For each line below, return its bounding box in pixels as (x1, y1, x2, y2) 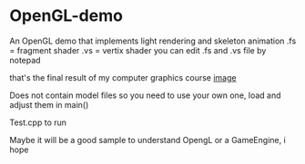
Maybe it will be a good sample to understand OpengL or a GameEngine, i (9, 134, 287, 145)
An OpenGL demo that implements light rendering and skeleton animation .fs (9, 35, 297, 46)
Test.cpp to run (9, 117, 66, 128)
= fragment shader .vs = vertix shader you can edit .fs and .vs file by (9, 44, 267, 55)
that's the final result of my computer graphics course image (9, 72, 237, 82)
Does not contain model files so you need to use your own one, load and (9, 90, 281, 101)
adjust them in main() (9, 99, 89, 110)
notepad (9, 54, 41, 65)
